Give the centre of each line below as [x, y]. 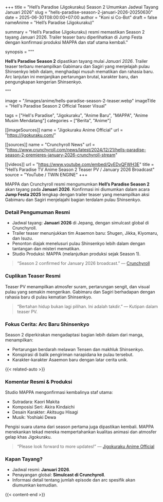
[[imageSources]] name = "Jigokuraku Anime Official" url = [64, 130]
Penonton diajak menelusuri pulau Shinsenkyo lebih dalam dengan [79, 243]
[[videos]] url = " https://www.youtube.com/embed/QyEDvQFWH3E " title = [80, 164]
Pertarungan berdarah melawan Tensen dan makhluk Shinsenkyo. [78, 349]
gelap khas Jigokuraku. [28, 437]
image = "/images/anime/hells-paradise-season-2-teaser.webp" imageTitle [80, 101]
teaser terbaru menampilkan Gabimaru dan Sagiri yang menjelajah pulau [77, 66]
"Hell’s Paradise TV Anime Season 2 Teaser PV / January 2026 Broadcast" [80, 169]
